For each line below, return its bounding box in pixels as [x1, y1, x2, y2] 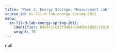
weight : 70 [14, 29, 36, 34]
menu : [5, 16, 16, 21]
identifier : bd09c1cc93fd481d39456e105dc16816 [14, 25, 110, 30]
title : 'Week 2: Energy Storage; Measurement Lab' [5, 7, 110, 12]
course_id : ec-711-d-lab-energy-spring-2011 [5, 12, 97, 16]
